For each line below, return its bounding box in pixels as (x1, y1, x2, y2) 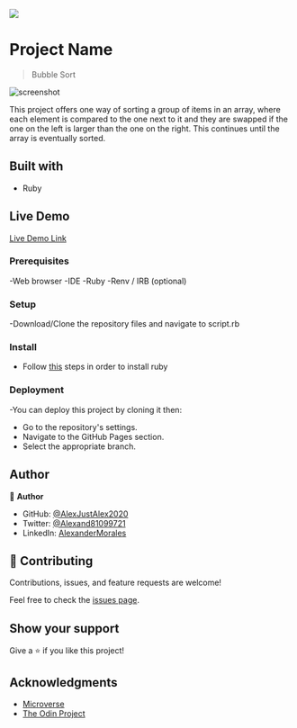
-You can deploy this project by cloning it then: (9, 404, 183, 415)
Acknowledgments (9, 675, 119, 690)
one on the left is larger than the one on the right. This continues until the (9, 122, 281, 134)
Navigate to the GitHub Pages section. (22, 431, 165, 442)
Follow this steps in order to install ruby (22, 361, 168, 373)
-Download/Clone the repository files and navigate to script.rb (9, 319, 240, 329)
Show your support (9, 621, 120, 636)
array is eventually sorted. (9, 132, 106, 143)
